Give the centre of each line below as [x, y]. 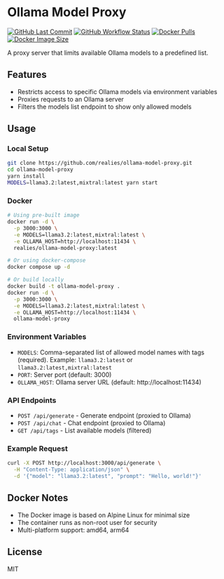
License [25, 552]
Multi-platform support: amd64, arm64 [73, 530]
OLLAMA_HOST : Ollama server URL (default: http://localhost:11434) [109, 382]
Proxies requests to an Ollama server [71, 99]
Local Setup [28, 149]
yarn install [26, 176]
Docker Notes [38, 498]
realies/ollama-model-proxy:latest [65, 248]
